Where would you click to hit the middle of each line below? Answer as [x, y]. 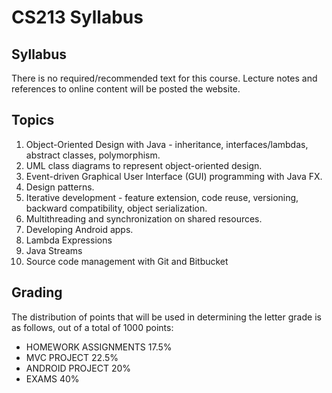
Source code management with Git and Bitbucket [127, 261]
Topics [33, 120]
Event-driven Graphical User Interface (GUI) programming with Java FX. [174, 176]
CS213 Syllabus [77, 17]
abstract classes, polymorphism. [93, 155]
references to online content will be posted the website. [126, 89]
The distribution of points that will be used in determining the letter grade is [166, 317]
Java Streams [54, 250]
